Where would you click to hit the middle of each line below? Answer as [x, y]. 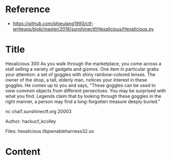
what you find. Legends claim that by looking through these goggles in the [83, 96]
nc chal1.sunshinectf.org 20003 [39, 111]
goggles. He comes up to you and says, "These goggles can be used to [80, 85]
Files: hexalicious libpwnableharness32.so [50, 131]
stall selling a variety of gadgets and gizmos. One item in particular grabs [82, 69]
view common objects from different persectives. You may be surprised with [86, 91]
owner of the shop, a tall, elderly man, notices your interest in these [76, 79]
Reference [28, 9]
